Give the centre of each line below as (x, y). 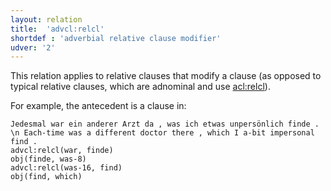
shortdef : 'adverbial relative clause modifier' (116, 38)
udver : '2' (33, 47)
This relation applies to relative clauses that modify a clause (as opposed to (166, 76)
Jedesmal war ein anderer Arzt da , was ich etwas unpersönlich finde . (165, 124)
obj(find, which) (46, 177)
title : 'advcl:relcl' (57, 29)
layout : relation (46, 19)
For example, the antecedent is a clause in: (98, 106)
